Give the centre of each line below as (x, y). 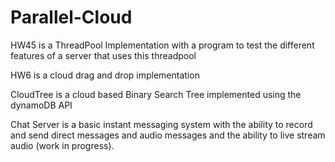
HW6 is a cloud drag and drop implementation (105, 75)
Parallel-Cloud (71, 17)
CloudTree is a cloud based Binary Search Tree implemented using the (156, 94)
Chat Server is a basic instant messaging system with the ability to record (161, 124)
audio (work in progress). (62, 145)
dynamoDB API (41, 105)
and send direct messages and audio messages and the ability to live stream (168, 135)
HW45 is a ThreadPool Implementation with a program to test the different (162, 45)
